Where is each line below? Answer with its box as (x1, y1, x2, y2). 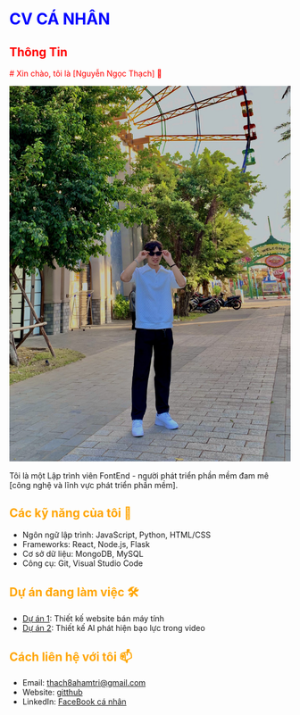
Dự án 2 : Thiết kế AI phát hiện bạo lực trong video (21, 622, 205, 633)
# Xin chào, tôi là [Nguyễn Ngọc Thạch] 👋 (9, 68, 162, 79)
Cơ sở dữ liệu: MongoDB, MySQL (21, 548, 145, 559)
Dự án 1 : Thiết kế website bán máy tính (21, 612, 165, 624)
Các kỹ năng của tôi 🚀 (9, 505, 132, 521)
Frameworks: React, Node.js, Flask (21, 538, 150, 549)
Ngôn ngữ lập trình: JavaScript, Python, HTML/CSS (21, 529, 212, 540)
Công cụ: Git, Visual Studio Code (21, 558, 144, 569)
